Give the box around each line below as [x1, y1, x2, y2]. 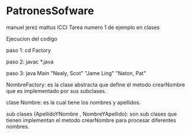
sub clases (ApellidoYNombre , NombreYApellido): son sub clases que [6, 110, 177, 117]
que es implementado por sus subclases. [6, 87, 107, 94]
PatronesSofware [6, 4, 94, 18]
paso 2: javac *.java [6, 58, 54, 65]
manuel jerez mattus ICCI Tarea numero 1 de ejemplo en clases [6, 24, 160, 31]
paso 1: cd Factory [6, 46, 52, 54]
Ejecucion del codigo [6, 35, 58, 42]
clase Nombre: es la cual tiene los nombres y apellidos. [6, 99, 141, 106]
